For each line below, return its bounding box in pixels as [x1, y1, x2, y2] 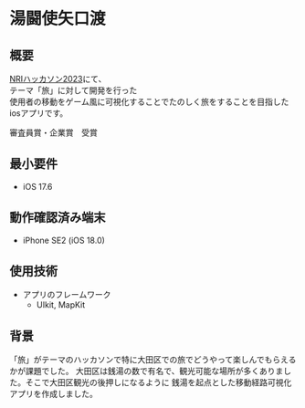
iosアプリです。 [9, 108, 68, 119]
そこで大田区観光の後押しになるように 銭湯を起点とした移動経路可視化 [25, 377, 292, 388]
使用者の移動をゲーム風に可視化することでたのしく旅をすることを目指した [9, 97, 289, 107]
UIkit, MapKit [36, 299, 86, 310]
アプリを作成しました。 [9, 389, 98, 400]
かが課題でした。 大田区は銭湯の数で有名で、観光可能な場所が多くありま [9, 366, 284, 377]
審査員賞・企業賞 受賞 [9, 127, 98, 138]
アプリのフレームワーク [22, 289, 111, 300]
